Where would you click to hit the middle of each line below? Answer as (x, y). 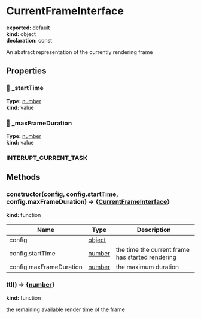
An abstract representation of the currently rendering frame (80, 52)
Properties (26, 71)
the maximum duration (147, 267)
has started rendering (146, 257)
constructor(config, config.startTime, (62, 194)
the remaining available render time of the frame (66, 309)
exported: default (28, 28)
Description (154, 230)
